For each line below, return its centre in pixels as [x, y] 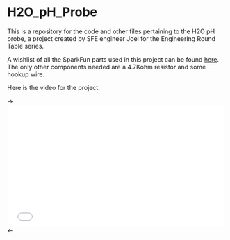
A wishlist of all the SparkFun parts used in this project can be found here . [113, 59]
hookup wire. [26, 74]
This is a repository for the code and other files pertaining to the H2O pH [111, 31]
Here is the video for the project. [54, 87]
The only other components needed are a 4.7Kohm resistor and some [107, 67]
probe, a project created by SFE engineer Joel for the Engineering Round [112, 38]
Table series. [25, 46]
